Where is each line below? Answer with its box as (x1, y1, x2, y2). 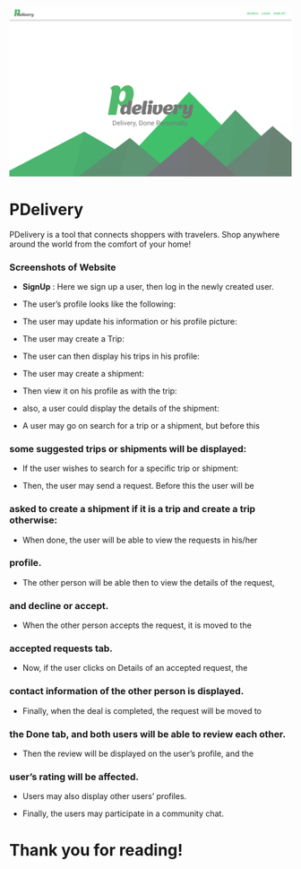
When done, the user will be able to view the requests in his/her (21, 534, 258, 545)
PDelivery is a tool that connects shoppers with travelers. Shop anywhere (9, 229, 280, 239)
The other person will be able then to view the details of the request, (21, 577, 275, 587)
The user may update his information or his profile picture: (21, 316, 237, 326)
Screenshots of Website (9, 261, 116, 274)
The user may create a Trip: (21, 333, 125, 343)
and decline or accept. (9, 599, 109, 612)
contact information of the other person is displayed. (9, 685, 245, 698)
